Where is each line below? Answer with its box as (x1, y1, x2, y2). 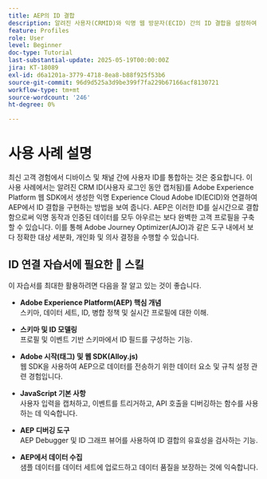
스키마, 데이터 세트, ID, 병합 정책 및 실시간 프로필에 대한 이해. (19, 307, 209, 317)
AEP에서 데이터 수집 (19, 452, 83, 461)
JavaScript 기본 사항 (19, 388, 86, 398)
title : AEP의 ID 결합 (8, 11, 76, 20)
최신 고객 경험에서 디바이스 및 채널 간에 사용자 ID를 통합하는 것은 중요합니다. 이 (8, 172, 253, 182)
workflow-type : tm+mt (8, 85, 80, 94)
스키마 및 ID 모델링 (19, 324, 77, 334)
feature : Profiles (8, 26, 69, 34)
